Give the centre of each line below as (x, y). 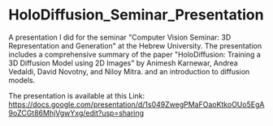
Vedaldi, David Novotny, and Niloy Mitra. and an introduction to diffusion (129, 71)
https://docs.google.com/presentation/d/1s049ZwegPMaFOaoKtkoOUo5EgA (136, 104)
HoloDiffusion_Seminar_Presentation (136, 15)
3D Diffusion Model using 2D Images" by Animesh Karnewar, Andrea (123, 63)
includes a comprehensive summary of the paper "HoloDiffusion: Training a (135, 54)
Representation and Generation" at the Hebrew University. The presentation (135, 45)
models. (22, 80)
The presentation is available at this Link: (77, 95)
